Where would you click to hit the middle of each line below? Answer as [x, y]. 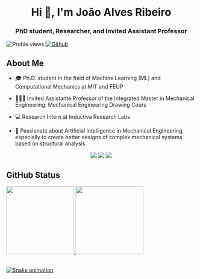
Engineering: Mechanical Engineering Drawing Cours [80, 105]
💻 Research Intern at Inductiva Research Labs [73, 117]
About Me [25, 63]
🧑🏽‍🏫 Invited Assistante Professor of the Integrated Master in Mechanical [105, 98]
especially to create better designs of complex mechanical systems [98, 137]
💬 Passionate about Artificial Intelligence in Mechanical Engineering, [99, 131]
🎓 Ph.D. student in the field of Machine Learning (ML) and [88, 78]
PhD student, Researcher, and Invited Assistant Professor [101, 31]
